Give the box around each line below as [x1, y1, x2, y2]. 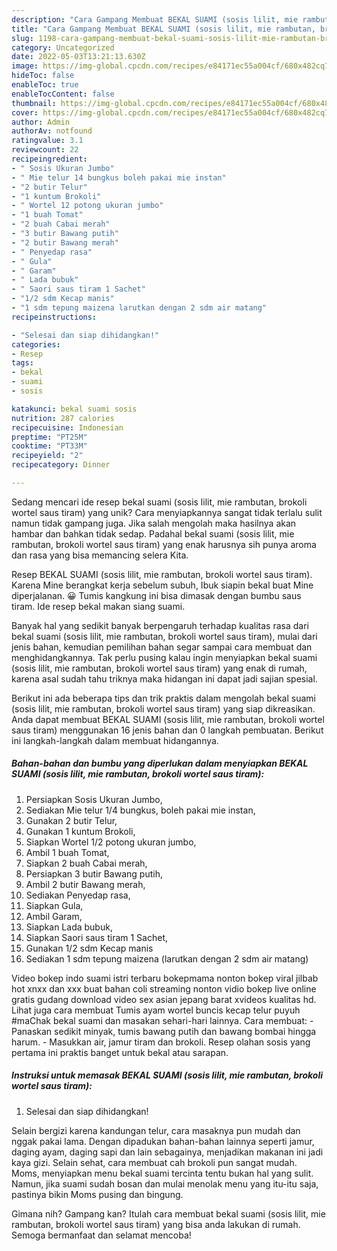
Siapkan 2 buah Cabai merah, [25, 857, 148, 869]
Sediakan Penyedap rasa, [25, 889, 131, 901]
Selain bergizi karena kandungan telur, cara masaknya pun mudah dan [11, 1124, 301, 1136]
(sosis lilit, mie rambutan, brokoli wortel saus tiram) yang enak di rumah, [11, 662, 308, 674]
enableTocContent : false [11, 89, 115, 99]
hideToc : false [11, 71, 75, 81]
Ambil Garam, [25, 910, 83, 922]
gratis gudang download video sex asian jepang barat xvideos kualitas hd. [11, 993, 317, 1005]
